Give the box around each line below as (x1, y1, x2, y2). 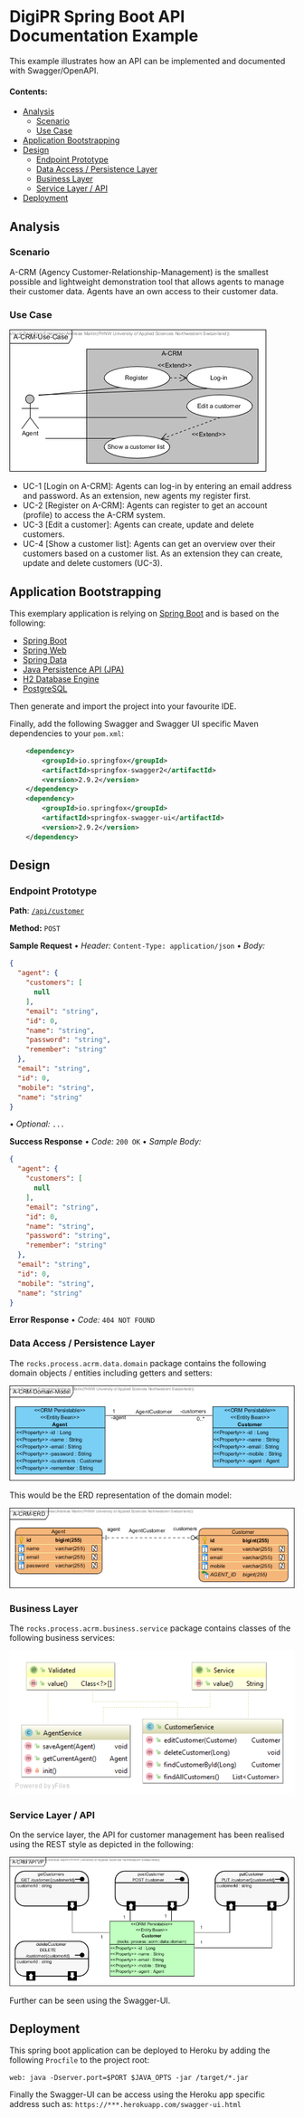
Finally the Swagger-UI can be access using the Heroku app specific (9, 2089, 265, 2100)
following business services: (9, 1633, 116, 1644)
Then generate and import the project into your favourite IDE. (9, 700, 237, 712)
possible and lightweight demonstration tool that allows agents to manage (9, 276, 285, 287)
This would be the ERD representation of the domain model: (9, 1490, 233, 1500)
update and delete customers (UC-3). (22, 558, 163, 569)
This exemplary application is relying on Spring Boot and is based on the (9, 608, 280, 618)
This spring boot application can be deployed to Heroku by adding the (9, 2045, 271, 2056)
